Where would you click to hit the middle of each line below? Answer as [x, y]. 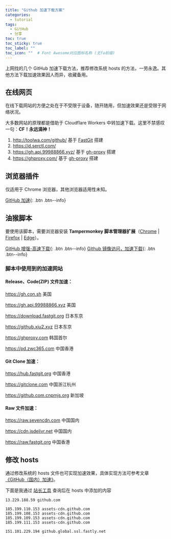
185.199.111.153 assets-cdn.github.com [48, 523]
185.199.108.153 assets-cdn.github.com [48, 514]
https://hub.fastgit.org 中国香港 [38, 374]
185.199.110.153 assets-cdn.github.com [48, 509]
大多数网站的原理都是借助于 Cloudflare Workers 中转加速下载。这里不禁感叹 [85, 123]
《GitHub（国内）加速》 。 [32, 480]
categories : [18, 15]
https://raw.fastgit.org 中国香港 [38, 442]
